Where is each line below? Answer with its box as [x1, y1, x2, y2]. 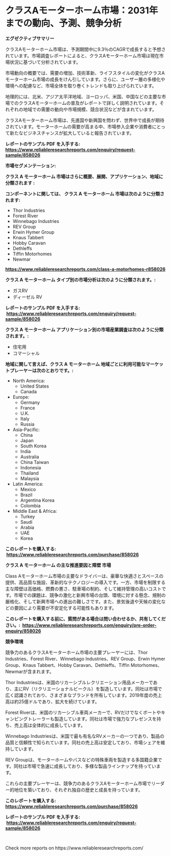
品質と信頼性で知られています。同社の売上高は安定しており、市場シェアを [5, 739, 161, 746]
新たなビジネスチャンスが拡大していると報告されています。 [9, 130, 134, 136]
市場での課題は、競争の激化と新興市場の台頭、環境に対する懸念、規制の [13, 592, 166, 598]
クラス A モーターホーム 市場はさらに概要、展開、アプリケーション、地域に [5, 173, 163, 179]
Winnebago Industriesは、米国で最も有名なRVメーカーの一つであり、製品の [5, 733, 165, 739]
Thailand [20, 470, 39, 476]
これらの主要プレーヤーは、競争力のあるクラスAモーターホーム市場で [5, 780, 152, 786]
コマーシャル [12, 350, 40, 356]
